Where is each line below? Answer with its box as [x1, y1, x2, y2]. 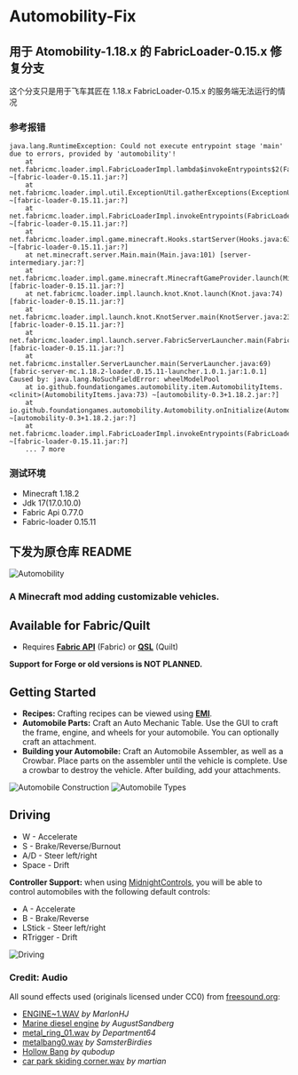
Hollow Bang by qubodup [21, 1047, 115, 1057]
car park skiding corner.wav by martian [21, 1055, 167, 1067]
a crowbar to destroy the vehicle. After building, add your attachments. [21, 764, 281, 775]
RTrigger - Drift [21, 931, 78, 943]
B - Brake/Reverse [21, 912, 90, 923]
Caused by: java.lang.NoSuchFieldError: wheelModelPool [9, 375, 220, 384]
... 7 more [25, 445, 66, 454]
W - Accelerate [21, 831, 78, 841]
